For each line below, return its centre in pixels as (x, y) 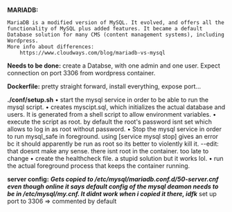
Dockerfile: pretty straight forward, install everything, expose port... (104, 86)
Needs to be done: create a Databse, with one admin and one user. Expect (114, 66)
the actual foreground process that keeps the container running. (99, 166)
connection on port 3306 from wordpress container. (81, 73)
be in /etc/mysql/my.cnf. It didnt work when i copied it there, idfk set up (112, 194)
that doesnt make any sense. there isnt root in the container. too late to (108, 151)
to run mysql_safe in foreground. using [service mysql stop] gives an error (113, 136)
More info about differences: (51, 47)
